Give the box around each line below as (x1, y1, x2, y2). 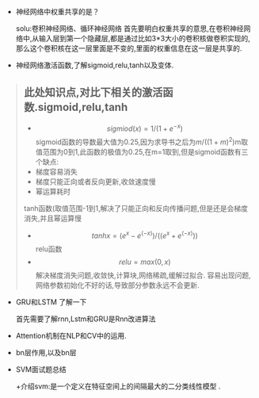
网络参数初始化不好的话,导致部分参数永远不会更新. (35, 280, 200, 289)
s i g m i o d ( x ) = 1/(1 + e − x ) (106, 122, 184, 133)
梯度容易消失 (35, 167, 78, 177)
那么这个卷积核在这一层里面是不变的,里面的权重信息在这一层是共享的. (15, 44, 242, 53)
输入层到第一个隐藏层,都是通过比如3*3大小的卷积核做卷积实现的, (38, 34, 251, 43)
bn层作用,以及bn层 (15, 347, 77, 357)
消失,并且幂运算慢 (23, 213, 82, 224)
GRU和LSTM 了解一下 (15, 297, 87, 307)
